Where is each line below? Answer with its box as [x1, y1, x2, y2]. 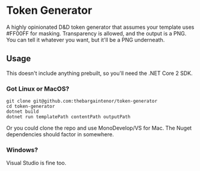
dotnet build [6, 109, 39, 115]
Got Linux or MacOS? [6, 85, 69, 93]
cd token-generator [6, 103, 55, 110]
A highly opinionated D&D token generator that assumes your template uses [6, 23, 195, 31]
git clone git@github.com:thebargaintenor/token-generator [6, 98, 158, 104]
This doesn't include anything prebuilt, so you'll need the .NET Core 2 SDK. [6, 70, 193, 77]
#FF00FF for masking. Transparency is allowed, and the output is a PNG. [6, 29, 187, 37]
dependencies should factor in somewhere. [6, 131, 114, 138]
